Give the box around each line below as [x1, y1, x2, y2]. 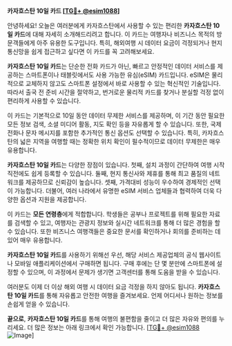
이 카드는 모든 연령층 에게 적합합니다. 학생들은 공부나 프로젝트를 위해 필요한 [7, 210, 208, 218]
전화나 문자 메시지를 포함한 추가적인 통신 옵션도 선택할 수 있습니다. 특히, [7, 129, 200, 137]
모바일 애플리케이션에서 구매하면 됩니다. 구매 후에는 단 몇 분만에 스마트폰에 [14, 259, 215, 267]
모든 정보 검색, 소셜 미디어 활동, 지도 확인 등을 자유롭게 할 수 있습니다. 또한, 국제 [7, 120, 222, 128]
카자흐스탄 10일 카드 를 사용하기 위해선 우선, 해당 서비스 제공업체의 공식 [7, 251, 198, 259]
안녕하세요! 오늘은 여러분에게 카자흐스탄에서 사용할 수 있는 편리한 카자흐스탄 [7, 21, 212, 30]
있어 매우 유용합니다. [7, 236, 63, 244]
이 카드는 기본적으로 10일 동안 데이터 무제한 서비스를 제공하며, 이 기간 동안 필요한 [7, 111, 225, 120]
